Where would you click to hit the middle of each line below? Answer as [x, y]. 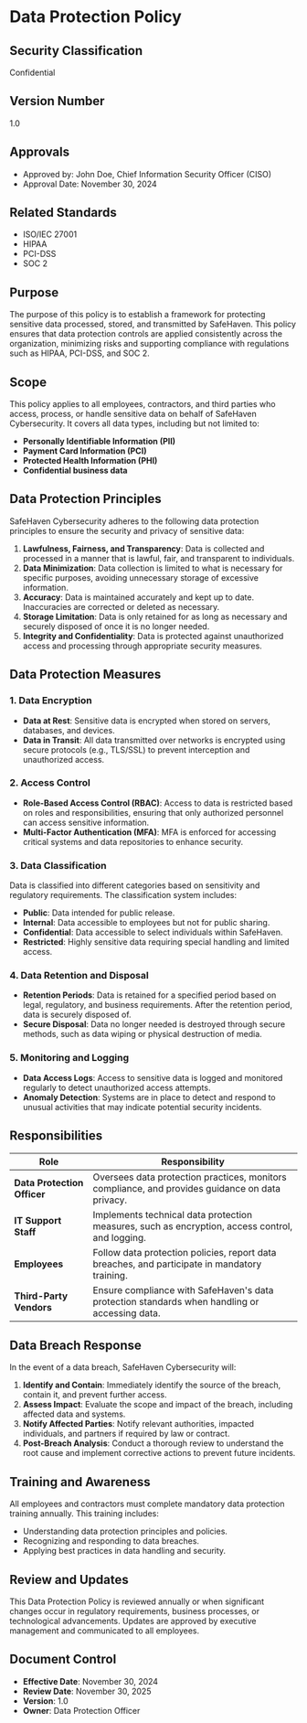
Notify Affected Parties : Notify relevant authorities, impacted [138, 1424]
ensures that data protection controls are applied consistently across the [146, 334]
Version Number [57, 101]
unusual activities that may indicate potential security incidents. [142, 1107]
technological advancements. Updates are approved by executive [133, 1621]
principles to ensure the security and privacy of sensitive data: [127, 530]
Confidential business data [75, 471]
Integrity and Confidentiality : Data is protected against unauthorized [153, 636]
